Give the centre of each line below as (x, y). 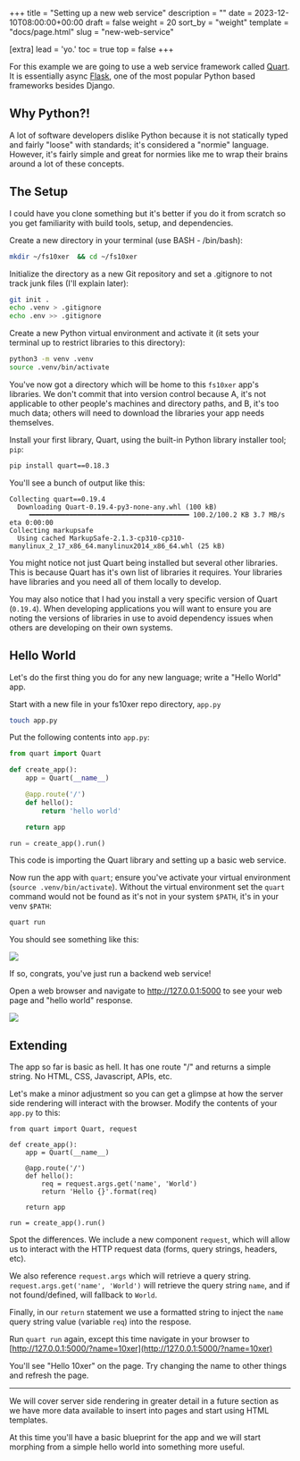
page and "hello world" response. (71, 1001)
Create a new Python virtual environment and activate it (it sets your (134, 334)
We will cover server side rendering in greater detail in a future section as (144, 1401)
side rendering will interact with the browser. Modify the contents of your (143, 1103)
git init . (29, 300)
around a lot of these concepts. (67, 164)
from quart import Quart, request (74, 1129)
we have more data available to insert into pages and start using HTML (139, 1411)
